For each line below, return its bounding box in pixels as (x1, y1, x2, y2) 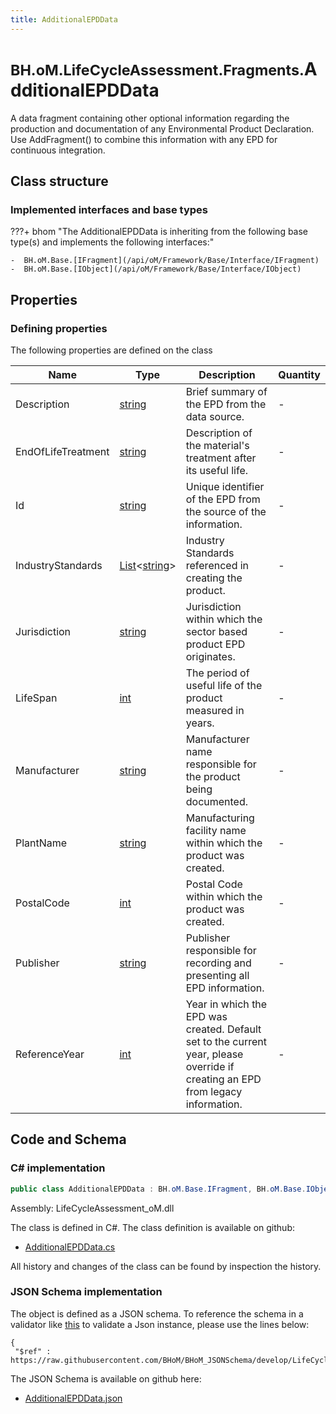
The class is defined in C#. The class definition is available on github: (10, 1221, 295, 1233)
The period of (185, 666, 250, 680)
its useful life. (185, 463, 249, 477)
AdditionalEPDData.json (24, 1392, 123, 1404)
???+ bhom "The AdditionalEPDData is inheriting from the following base (10, 226, 309, 238)
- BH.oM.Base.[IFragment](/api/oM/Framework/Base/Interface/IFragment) (10, 256, 320, 266)
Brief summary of (185, 384, 268, 398)
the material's (185, 438, 250, 452)
